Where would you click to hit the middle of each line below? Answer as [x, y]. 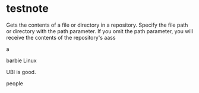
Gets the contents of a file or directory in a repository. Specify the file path [97, 25]
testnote [27, 9]
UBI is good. [21, 72]
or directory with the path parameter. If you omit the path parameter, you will [99, 31]
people [15, 83]
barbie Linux [21, 60]
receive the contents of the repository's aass [61, 37]
